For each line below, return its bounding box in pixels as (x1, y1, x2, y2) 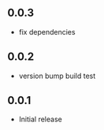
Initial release (18, 114, 62, 124)
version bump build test (18, 71, 96, 80)
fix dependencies (18, 27, 76, 36)
